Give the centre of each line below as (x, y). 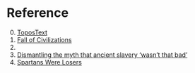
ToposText (32, 32)
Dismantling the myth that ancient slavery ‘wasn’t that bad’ (102, 55)
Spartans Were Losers (49, 62)
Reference (37, 13)
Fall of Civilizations (44, 39)
